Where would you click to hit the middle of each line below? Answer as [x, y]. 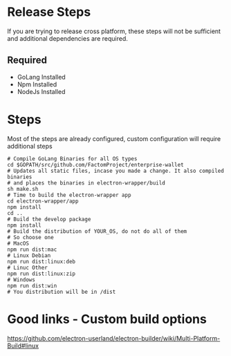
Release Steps [49, 12]
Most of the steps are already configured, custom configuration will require [114, 138]
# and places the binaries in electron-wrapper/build [86, 183]
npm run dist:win [32, 285]
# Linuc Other [28, 268]
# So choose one [30, 237]
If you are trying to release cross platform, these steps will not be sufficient [114, 31]
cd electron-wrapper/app [43, 201]
